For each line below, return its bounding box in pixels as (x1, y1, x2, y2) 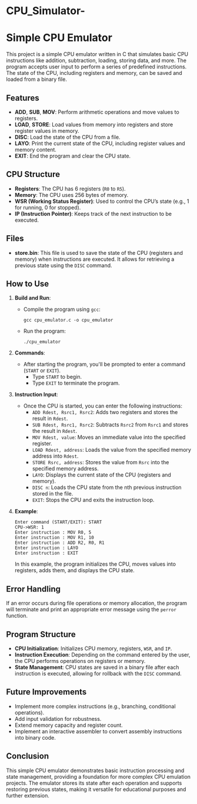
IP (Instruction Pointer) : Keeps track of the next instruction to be (14, 210, 172, 217)
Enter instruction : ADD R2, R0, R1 (14, 540, 105, 546)
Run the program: (23, 327, 66, 334)
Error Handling (6, 584, 61, 594)
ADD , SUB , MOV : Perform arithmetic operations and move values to (14, 108, 179, 116)
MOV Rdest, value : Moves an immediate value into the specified (32, 434, 186, 441)
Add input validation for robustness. (14, 715, 102, 722)
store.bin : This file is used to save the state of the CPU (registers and (14, 249, 183, 256)
